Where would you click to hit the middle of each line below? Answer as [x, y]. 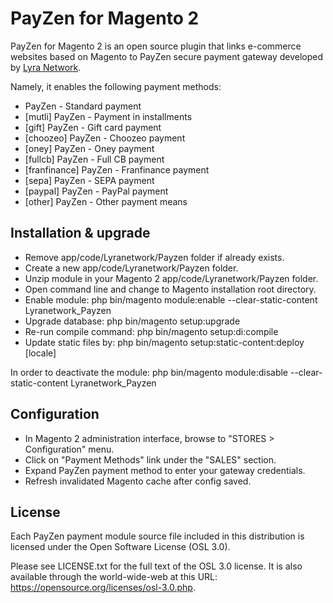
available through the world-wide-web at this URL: [114, 577]
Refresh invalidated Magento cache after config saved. [138, 481]
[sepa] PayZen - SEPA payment [89, 180]
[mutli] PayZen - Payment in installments [108, 116]
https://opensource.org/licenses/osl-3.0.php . [103, 588]
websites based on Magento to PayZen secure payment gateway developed [167, 56]
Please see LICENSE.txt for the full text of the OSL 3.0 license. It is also [156, 566]
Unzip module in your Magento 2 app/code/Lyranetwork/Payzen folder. [171, 278]
